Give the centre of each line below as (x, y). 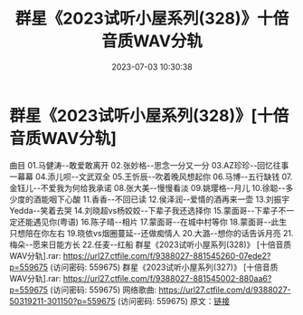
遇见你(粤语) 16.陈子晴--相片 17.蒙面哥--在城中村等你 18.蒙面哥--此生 (160, 222)
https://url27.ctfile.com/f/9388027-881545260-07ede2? (167, 255)
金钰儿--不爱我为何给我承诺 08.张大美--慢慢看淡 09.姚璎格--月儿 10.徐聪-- (147, 187)
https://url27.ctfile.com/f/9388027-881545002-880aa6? (167, 278)
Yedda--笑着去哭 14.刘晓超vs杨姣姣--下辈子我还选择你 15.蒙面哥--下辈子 (144, 210)
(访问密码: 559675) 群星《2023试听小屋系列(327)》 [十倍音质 (164, 267)
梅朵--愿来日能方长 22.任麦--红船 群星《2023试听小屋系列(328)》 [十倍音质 (151, 244)
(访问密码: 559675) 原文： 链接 (174, 301)
